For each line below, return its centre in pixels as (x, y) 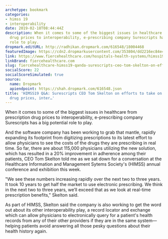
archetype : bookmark (27, 10)
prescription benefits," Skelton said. (42, 195)
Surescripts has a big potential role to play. (49, 123)
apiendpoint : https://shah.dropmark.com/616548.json (66, 89)
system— (147, 221)
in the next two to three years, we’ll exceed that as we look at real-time (78, 190)
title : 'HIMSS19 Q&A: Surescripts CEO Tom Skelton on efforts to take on (84, 93)
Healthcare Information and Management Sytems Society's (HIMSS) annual (83, 164)
